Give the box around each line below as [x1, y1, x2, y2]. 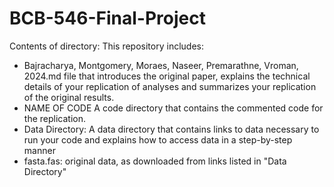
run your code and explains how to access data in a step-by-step [23, 133, 293, 146]
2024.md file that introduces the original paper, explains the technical [23, 70, 311, 82]
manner [23, 144, 56, 156]
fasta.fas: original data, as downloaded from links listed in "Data [23, 155, 287, 167]
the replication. [23, 112, 86, 124]
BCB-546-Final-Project [9, 7, 206, 30]
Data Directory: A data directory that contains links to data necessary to [23, 123, 320, 135]
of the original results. [23, 91, 115, 103]
